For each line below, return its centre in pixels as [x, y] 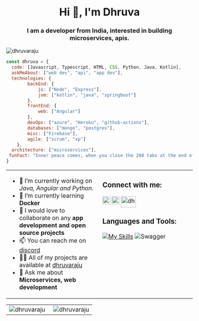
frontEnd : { [42, 106]
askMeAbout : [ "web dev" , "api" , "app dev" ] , [67, 73]
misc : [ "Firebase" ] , [53, 134]
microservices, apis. [99, 38]
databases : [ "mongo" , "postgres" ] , [71, 128]
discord [30, 250]
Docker [30, 203]
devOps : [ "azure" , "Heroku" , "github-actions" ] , [89, 123]
